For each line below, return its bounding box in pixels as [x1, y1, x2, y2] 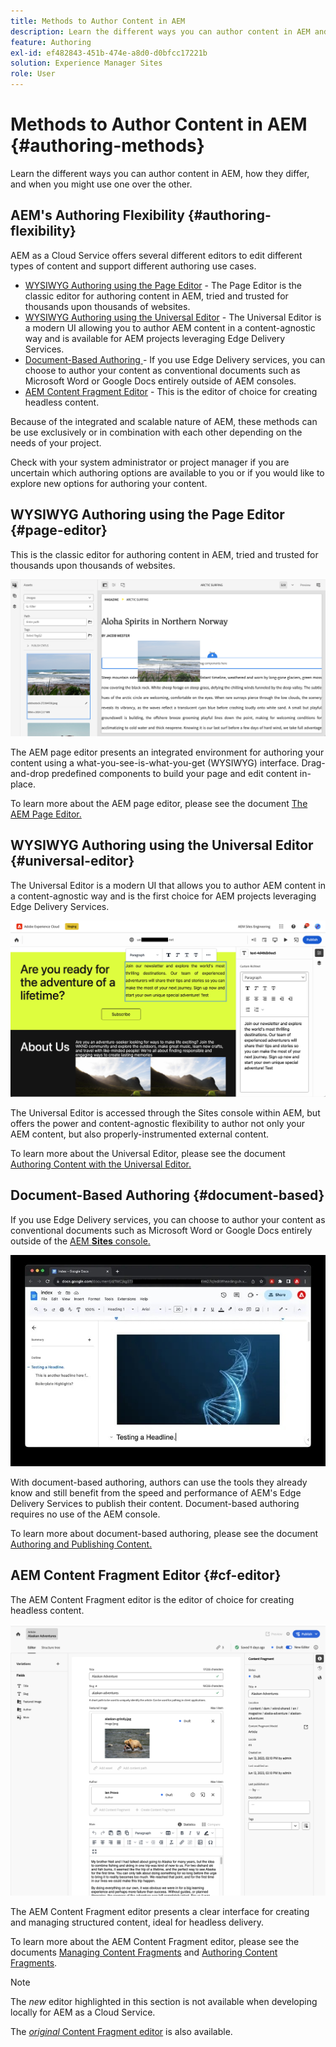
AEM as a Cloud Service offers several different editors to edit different [10, 249, 303, 261]
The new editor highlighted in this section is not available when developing [10, 1996, 318, 2008]
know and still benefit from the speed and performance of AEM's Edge [10, 1486, 302, 1499]
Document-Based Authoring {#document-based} [10, 1187, 325, 1204]
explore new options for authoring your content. [10, 477, 208, 489]
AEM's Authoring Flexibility [10, 207, 185, 224]
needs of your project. [10, 436, 102, 449]
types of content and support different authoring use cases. [10, 260, 257, 272]
